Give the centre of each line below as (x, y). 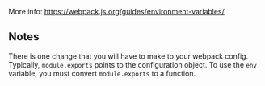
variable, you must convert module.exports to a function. (102, 73)
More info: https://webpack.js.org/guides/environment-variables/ (116, 12)
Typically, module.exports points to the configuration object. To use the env (132, 64)
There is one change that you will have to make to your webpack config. (128, 56)
